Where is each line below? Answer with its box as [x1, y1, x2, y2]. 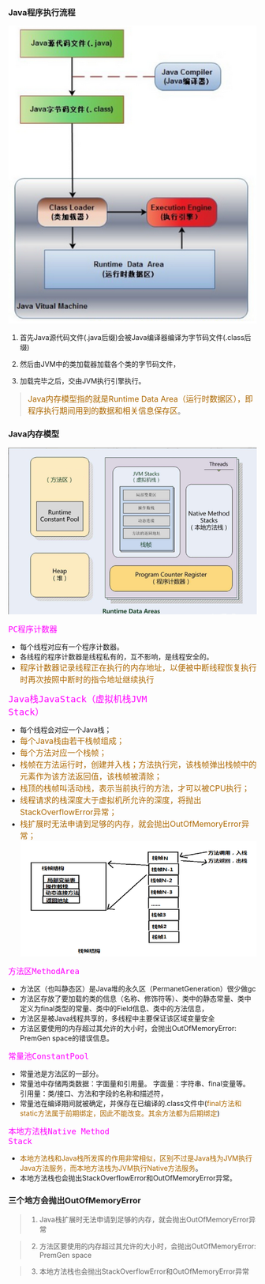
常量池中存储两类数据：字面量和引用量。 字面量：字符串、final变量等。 [19, 1079, 250, 1089]
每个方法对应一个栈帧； [19, 747, 107, 758]
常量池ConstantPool [8, 1052, 89, 1062]
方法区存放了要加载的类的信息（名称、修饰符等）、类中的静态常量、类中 [19, 994, 252, 1003]
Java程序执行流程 [8, 6, 77, 17]
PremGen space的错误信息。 [19, 1033, 114, 1043]
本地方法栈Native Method [8, 1127, 110, 1137]
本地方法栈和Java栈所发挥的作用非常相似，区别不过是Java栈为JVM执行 [19, 1154, 252, 1163]
